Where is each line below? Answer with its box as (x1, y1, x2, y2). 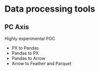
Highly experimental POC (4, 35, 56, 41)
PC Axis (4, 23, 29, 31)
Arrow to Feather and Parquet (11, 61, 72, 66)
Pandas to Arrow (11, 55, 46, 61)
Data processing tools (4, 3, 96, 15)
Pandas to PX (11, 50, 39, 56)
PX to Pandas (11, 45, 39, 51)
